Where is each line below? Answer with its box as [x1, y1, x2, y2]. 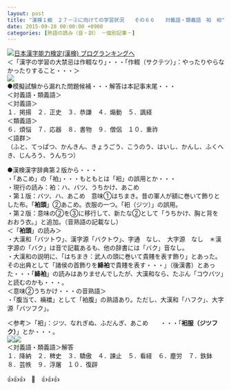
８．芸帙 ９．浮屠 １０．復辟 [7, 360, 98, 369]
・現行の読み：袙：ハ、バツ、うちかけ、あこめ [7, 183, 140, 192]
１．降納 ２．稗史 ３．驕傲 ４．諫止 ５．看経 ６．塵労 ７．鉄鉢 [7, 352, 212, 360]
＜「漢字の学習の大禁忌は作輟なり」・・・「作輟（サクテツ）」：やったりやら [7, 58, 219, 66]
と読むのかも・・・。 [7, 278, 68, 287]
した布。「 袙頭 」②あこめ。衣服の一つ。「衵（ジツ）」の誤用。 [7, 201, 181, 209]
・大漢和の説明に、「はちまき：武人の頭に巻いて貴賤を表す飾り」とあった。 [7, 252, 222, 261]
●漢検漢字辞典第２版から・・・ [7, 166, 98, 174]
